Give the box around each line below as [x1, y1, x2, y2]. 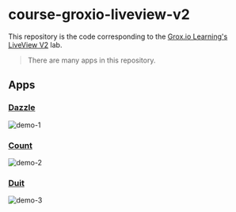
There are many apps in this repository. [27, 55, 156, 65]
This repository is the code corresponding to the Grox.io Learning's [8, 32, 228, 41]
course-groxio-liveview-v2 [8, 6, 190, 24]
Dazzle [8, 102, 36, 113]
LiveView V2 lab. [8, 40, 63, 49]
